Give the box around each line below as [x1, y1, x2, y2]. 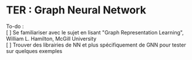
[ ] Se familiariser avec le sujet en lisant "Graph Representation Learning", [6, 29, 184, 36]
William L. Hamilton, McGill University [6, 35, 97, 42]
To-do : [6, 23, 24, 30]
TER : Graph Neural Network [6, 3, 147, 17]
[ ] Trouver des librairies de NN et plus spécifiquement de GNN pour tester [6, 41, 186, 48]
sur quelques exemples [6, 47, 63, 54]
